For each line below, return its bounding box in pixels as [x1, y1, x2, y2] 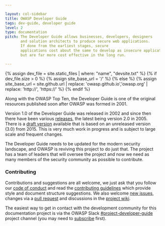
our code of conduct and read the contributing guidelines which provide [5, 185, 151, 191]
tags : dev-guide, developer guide [5, 21, 76, 26]
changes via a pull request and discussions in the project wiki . [5, 195, 131, 201]
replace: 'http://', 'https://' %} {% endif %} [5, 86, 90, 92]
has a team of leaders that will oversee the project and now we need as [5, 151, 150, 157]
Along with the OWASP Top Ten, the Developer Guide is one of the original [5, 95, 156, 101]
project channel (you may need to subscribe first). [5, 215, 107, 221]
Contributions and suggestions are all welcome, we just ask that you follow [5, 180, 156, 186]
